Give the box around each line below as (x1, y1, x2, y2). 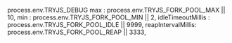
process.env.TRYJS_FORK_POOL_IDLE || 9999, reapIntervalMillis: (7, 21, 197, 28)
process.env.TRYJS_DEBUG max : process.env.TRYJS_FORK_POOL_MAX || (7, 6, 226, 14)
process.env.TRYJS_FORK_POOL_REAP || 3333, (7, 28, 146, 36)
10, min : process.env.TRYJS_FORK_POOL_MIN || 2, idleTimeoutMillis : (7, 13, 210, 21)
